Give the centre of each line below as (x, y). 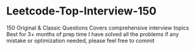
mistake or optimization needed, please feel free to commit (80, 40)
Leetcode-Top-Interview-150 (82, 11)
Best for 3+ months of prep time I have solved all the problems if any (93, 34)
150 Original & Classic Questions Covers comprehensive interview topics (98, 28)
